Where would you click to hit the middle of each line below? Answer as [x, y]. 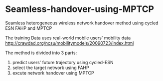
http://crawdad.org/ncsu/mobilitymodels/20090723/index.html [70, 43]
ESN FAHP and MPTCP [29, 28]
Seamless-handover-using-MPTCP [80, 9]
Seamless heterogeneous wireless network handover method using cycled [82, 23]
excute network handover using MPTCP [53, 73]
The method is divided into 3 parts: [41, 53]
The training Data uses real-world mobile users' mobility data [68, 38]
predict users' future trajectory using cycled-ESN [63, 62]
